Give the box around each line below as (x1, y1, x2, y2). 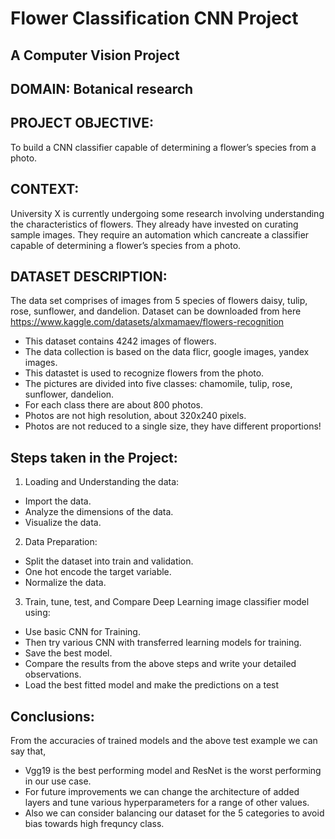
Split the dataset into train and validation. (24, 555, 194, 567)
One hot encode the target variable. (24, 566, 172, 578)
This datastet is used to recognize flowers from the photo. (24, 367, 265, 379)
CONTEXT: (10, 181, 80, 198)
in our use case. (24, 775, 92, 787)
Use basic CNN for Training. (24, 626, 141, 638)
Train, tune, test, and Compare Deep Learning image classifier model (24, 596, 310, 608)
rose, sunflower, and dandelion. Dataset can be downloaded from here (10, 305, 302, 317)
